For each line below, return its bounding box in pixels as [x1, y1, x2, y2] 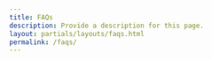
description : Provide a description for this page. [9, 21, 204, 30]
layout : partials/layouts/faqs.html [9, 29, 145, 38]
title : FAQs [9, 12, 53, 22]
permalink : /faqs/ [9, 37, 77, 47]
